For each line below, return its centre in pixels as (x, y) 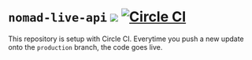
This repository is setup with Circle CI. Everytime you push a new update (126, 39)
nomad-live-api (58, 18)
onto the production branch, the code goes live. (85, 47)
